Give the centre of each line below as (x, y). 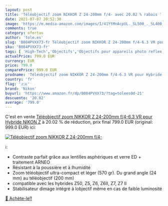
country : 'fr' (20, 79)
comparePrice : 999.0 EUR (31, 70)
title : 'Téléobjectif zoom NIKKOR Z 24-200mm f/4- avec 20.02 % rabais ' (84, 14)
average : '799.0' (23, 103)
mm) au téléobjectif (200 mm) (43, 178)
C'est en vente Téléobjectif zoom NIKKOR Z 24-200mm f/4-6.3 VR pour (79, 117)
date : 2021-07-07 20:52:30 (33, 19)
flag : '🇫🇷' (17, 84)
